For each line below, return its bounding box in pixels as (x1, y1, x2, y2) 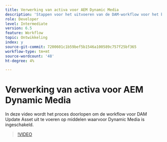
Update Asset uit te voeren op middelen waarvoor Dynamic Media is (5, 117, 145, 123)
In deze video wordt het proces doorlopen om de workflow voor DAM (5, 111, 148, 117)
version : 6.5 (5, 26, 32, 31)
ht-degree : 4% (5, 58, 35, 63)
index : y (5, 40, 23, 45)
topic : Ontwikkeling (5, 35, 48, 40)
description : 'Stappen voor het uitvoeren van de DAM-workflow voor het (5, 12, 159, 17)
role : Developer (5, 16, 39, 21)
